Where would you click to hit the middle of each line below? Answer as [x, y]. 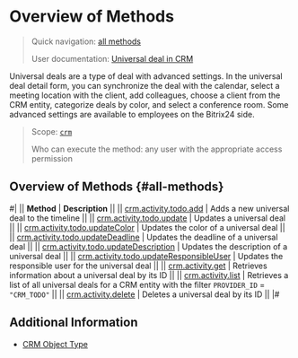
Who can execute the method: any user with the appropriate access [157, 149]
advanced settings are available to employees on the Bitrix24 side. [132, 114]
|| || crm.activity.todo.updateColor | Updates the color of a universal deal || [147, 227]
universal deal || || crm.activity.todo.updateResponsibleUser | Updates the [146, 256]
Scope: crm [52, 131]
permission [52, 158]
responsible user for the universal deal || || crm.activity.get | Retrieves [138, 266]
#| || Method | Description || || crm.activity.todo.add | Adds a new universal [149, 208]
